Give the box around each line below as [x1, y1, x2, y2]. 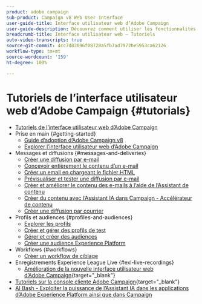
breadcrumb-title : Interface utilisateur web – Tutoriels [6, 31, 155, 38]
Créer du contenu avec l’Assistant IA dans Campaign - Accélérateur [24, 194, 192, 202]
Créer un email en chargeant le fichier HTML [24, 169, 135, 176]
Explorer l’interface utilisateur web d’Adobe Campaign [24, 143, 158, 150]
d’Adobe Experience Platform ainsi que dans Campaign [15, 291, 152, 299]
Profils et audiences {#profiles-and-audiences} [15, 214, 133, 221]
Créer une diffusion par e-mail [24, 156, 100, 164]
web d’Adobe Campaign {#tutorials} [6, 104, 191, 117]
